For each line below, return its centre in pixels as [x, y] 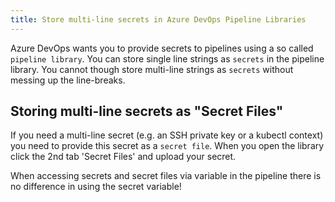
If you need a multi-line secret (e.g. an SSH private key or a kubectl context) [167, 135]
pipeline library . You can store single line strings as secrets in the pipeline [167, 58]
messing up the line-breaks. [68, 80]
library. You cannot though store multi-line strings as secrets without [152, 69]
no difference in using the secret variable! [96, 187]
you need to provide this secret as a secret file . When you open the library [167, 146]
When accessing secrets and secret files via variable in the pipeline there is [166, 176]
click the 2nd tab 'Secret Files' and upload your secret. [123, 157]
